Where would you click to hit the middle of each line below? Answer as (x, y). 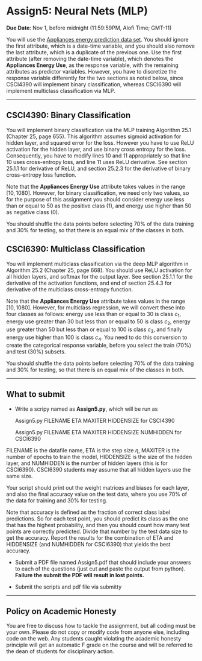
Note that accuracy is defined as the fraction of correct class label (88, 512)
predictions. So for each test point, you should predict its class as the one (97, 518)
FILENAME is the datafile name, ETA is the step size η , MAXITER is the (93, 450)
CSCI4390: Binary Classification (69, 115)
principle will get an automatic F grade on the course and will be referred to (99, 645)
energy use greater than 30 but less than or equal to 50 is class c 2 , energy (98, 322)
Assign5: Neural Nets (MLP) (77, 11)
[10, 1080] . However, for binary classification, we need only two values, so (98, 193)
